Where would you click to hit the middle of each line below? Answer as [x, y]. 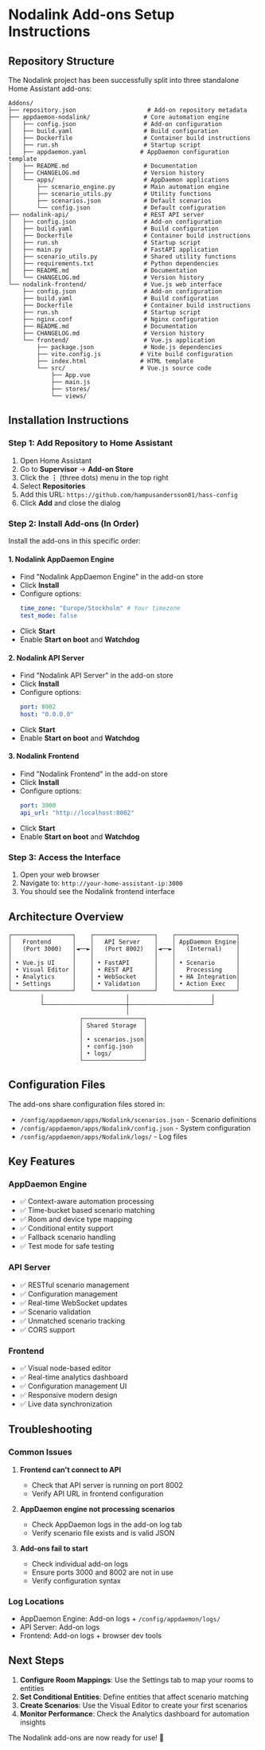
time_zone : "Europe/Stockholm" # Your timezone [100, 608]
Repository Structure [62, 61]
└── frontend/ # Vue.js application [119, 340]
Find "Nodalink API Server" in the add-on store [96, 676]
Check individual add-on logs [80, 1564]
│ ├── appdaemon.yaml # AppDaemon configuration [119, 152]
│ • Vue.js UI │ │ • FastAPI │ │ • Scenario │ [124, 963]
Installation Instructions [69, 420]
